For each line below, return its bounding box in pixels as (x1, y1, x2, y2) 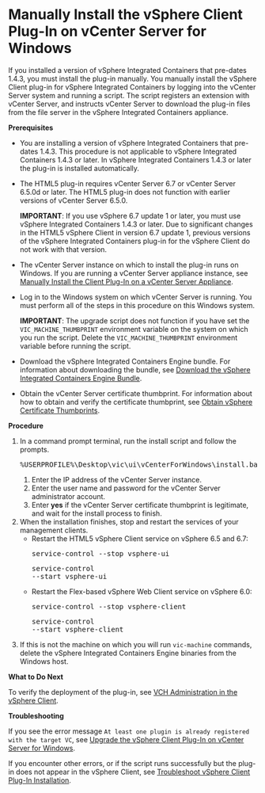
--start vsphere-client (31, 624, 124, 634)
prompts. (19, 444, 50, 454)
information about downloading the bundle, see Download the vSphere (19, 364, 251, 374)
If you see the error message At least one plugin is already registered (8, 726, 250, 736)
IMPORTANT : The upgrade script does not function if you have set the (19, 315, 250, 326)
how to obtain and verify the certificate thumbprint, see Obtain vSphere (19, 397, 253, 406)
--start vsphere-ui (31, 572, 108, 581)
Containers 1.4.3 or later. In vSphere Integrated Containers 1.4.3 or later (19, 154, 252, 164)
